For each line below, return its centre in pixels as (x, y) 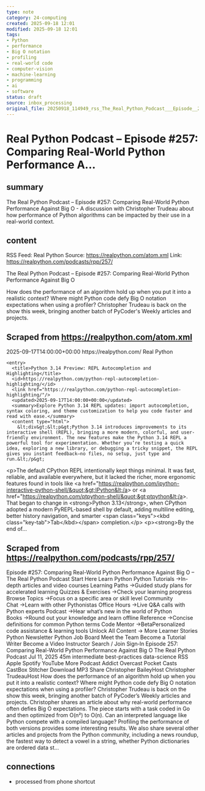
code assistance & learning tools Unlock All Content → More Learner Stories (102, 630)
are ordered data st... (33, 747)
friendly (17, 438)
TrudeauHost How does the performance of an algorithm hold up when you (101, 676)
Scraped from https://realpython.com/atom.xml (99, 337)
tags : (13, 35)
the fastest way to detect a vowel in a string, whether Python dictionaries (98, 741)
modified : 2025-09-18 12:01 (42, 29)
